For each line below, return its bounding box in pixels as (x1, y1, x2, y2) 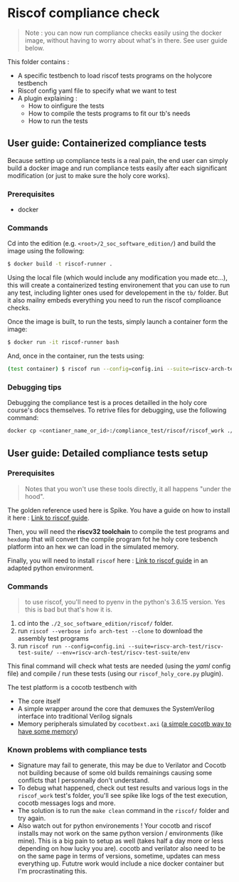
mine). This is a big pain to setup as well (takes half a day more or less (17, 836, 224, 845)
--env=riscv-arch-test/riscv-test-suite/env (55, 649, 191, 656)
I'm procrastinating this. (17, 867, 87, 876)
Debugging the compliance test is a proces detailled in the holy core (7, 399, 208, 407)
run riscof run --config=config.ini (17, 642, 126, 651)
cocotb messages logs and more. (17, 799, 116, 807)
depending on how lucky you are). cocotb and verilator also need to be (17, 844, 226, 853)
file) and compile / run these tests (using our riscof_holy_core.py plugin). (7, 669, 224, 678)
